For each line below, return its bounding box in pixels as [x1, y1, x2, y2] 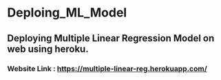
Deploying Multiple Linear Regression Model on [7, 32, 215, 44]
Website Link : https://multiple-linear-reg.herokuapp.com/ [7, 63, 208, 73]
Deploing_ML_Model [7, 5, 127, 21]
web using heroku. [7, 43, 89, 54]
